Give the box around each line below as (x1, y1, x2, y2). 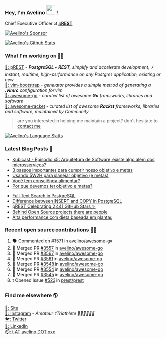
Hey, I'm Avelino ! (5, 9, 58, 16)
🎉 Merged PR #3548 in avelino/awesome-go (12, 261, 103, 267)
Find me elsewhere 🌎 (5, 292, 58, 299)
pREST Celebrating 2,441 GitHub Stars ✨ (12, 203, 96, 209)
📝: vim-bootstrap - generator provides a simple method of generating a (5, 82, 151, 88)
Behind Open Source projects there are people (12, 209, 108, 215)
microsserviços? (12, 162, 46, 168)
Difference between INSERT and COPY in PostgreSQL (12, 198, 122, 204)
